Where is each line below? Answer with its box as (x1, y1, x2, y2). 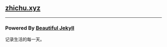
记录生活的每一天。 (5, 37, 45, 43)
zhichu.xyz (5, 4, 41, 12)
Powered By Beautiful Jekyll (5, 24, 75, 31)
